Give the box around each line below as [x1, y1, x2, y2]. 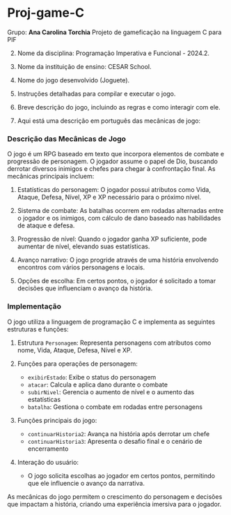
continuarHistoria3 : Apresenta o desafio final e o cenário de [27, 437, 202, 445]
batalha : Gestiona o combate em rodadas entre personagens [27, 403, 203, 411]
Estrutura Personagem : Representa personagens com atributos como [17, 338, 212, 347]
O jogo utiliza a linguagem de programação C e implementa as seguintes [7, 318, 216, 326]
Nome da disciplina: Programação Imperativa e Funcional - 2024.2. [17, 49, 210, 57]
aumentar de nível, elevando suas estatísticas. [17, 242, 150, 251]
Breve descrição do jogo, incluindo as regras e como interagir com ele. [17, 103, 221, 111]
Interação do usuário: [17, 458, 79, 466]
